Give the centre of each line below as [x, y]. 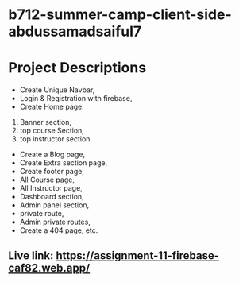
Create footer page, [52, 172]
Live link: [31, 255]
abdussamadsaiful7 [75, 31]
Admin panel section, [54, 205]
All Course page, [47, 180]
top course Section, [52, 131]
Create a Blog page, [52, 155]
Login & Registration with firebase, [76, 99]
